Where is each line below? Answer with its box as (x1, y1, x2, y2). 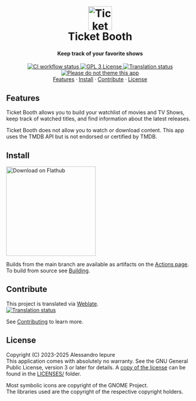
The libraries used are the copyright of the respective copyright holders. (6, 388, 183, 395)
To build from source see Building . (6, 267, 91, 274)
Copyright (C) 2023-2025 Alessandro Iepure (6, 351, 116, 358)
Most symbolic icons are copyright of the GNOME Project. (6, 381, 148, 388)
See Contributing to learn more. (6, 318, 84, 325)
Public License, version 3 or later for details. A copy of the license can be (6, 363, 186, 371)
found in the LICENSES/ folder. (6, 370, 82, 377)
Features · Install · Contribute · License (52, 76, 148, 83)
